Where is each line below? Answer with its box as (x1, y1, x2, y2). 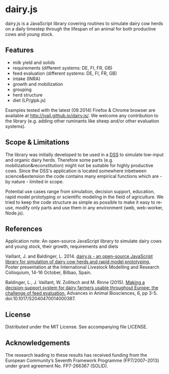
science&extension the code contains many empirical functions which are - (5, 173, 162, 179)
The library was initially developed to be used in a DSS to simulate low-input (5, 151, 164, 158)
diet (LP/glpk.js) (12, 97, 46, 103)
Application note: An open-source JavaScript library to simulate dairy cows (5, 238, 162, 244)
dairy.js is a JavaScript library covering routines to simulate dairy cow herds (5, 20, 163, 26)
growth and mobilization (12, 81, 63, 87)
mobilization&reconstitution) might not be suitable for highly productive (5, 162, 153, 168)
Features (5, 46, 34, 54)
